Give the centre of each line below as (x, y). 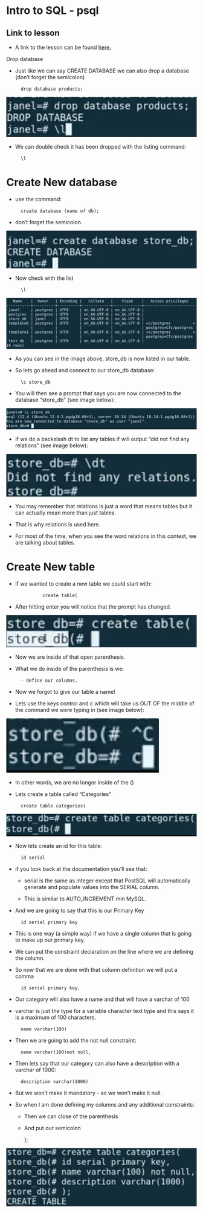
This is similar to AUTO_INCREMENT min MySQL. (85, 899)
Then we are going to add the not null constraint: (76, 1041)
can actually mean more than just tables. (66, 513)
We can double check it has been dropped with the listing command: (101, 146)
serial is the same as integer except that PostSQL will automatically (107, 881)
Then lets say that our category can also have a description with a (97, 1064)
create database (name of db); (60, 211)
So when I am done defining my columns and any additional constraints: (105, 1105)
